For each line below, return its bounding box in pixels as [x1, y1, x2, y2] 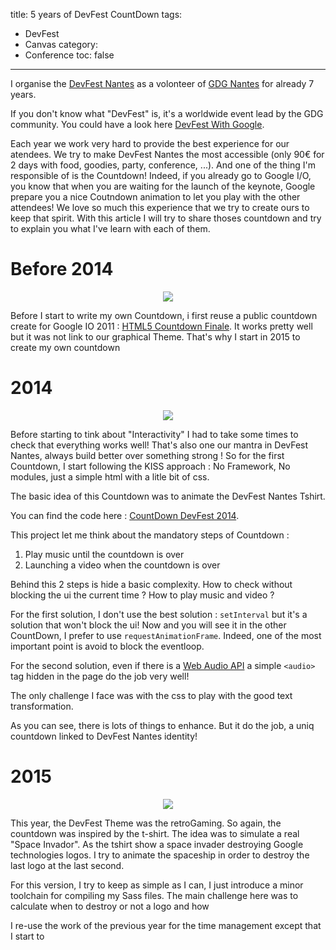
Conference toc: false [24, 49, 115, 61]
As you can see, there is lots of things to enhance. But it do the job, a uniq [10, 719, 315, 731]
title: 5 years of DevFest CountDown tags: [10, 9, 183, 20]
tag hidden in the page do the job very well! [10, 670, 190, 682]
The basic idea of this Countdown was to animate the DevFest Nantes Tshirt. [10, 490, 326, 502]
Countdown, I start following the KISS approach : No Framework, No [10, 460, 291, 472]
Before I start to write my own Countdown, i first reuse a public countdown [10, 309, 318, 321]
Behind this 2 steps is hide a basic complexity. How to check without [10, 578, 293, 590]
